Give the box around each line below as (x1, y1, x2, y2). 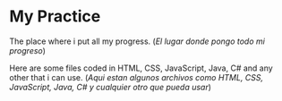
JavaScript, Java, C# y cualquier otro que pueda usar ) (9, 81, 212, 92)
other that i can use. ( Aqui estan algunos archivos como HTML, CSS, (9, 72, 264, 82)
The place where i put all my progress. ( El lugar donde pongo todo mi (9, 36, 266, 46)
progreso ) (9, 45, 47, 55)
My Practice (9, 6, 101, 27)
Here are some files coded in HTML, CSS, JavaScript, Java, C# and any (9, 63, 273, 73)
